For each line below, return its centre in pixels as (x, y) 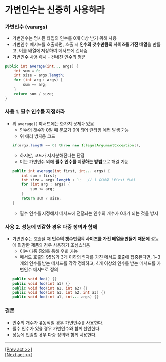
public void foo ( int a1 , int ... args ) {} (56, 297)
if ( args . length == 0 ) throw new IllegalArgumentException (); (77, 145)
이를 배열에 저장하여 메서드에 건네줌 (53, 51)
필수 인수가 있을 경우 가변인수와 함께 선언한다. (57, 328)
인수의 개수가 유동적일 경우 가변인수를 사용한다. (58, 322)
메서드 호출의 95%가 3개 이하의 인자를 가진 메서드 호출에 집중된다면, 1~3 (90, 257)
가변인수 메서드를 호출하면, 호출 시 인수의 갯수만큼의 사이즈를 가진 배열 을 (82, 44)
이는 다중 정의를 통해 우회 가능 (49, 251)
